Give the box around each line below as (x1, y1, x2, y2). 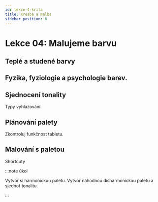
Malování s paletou (5, 145, 65, 154)
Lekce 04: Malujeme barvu (5, 37, 117, 49)
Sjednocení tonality (5, 91, 66, 99)
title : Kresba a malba (5, 12, 52, 17)
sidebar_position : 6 (5, 16, 48, 21)
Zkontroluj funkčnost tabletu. (5, 131, 64, 137)
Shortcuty (5, 158, 26, 164)
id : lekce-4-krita (5, 7, 43, 12)
